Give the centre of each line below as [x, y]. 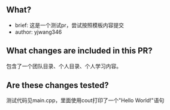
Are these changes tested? [57, 86]
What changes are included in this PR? [79, 51]
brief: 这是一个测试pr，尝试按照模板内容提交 [69, 25]
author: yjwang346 [38, 32]
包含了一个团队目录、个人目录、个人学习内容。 [64, 66]
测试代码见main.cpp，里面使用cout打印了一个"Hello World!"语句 [85, 100]
